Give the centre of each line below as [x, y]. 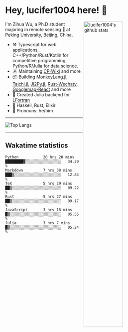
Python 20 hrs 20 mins [40, 157]
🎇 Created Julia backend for [41, 94]
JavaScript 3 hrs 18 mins [39, 210]
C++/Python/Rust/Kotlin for [40, 55]
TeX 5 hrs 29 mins [39, 183]
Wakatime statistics [37, 146]
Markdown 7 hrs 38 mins [39, 170]
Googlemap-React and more [42, 89]
